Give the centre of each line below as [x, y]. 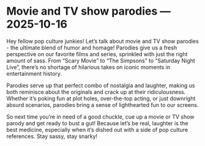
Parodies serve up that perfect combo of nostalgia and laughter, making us [101, 85]
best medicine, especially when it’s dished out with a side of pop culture [97, 130]
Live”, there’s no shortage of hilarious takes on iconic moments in [88, 67]
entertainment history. [34, 73]
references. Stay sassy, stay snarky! [52, 136]
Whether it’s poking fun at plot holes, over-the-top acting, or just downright [101, 98]
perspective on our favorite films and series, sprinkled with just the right [97, 54]
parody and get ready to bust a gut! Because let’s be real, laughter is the [97, 123]
